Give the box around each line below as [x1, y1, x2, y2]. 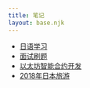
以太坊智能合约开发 [19, 60, 82, 71]
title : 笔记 [8, 11, 45, 20]
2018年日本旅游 [19, 71, 70, 80]
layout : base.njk [8, 19, 65, 27]
